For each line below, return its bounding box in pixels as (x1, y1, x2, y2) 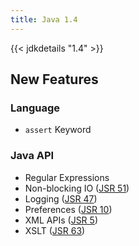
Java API (10, 149, 55, 163)
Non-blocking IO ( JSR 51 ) (24, 182, 130, 194)
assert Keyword (24, 124, 92, 136)
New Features (10, 71, 99, 88)
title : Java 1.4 (10, 14, 78, 25)
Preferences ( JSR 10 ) (24, 203, 113, 215)
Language (10, 101, 61, 115)
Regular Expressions (24, 171, 110, 183)
